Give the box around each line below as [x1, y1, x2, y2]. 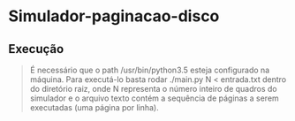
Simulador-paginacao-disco [8, 6, 220, 26]
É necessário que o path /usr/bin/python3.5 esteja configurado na [29, 64, 270, 75]
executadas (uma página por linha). [29, 102, 160, 112]
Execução [8, 42, 64, 57]
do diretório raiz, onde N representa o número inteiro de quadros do [29, 84, 277, 94]
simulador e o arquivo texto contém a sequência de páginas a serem [29, 93, 279, 103]
